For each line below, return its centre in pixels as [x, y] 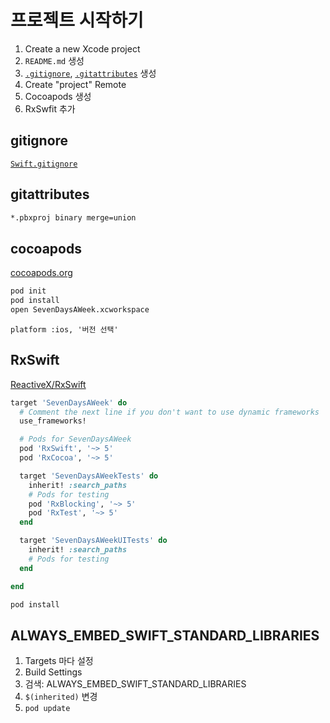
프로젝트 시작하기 [77, 20]
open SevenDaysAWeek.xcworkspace [80, 310]
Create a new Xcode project [82, 48]
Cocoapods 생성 [58, 96]
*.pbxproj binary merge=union [73, 217]
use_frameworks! [53, 421]
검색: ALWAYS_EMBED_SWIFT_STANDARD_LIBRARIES [135, 684]
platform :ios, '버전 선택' [64, 329]
